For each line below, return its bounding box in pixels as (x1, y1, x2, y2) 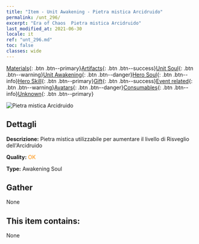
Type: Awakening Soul (6, 165, 62, 172)
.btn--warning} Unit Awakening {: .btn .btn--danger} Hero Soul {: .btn (6, 70, 172, 78)
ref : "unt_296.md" (6, 37, 52, 43)
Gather (6, 182, 33, 193)
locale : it (6, 31, 34, 37)
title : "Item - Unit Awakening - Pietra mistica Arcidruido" (6, 8, 163, 15)
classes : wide (6, 48, 42, 54)
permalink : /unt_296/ (6, 14, 61, 20)
